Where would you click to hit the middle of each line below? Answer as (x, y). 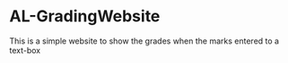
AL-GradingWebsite (85, 16)
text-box (25, 50)
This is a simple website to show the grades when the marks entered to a (144, 41)
